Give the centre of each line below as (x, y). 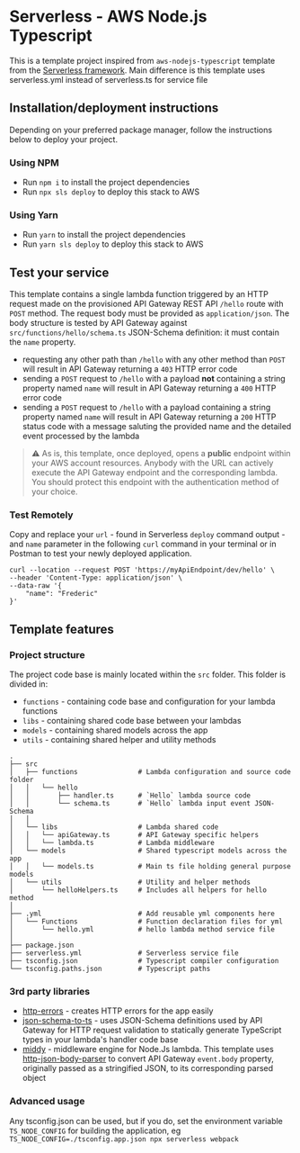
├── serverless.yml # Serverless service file (124, 953)
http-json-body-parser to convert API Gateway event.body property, (148, 1058)
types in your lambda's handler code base (100, 1040)
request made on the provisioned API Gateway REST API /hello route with (146, 304)
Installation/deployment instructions (114, 108)
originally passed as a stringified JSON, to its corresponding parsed (148, 1068)
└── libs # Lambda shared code (122, 827)
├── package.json (42, 946)
